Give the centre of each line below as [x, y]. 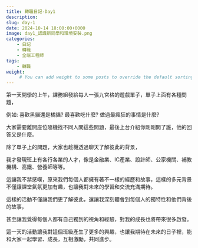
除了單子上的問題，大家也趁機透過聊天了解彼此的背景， [73, 147]
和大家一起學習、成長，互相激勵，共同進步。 [60, 239]
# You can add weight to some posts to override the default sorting [106, 77]
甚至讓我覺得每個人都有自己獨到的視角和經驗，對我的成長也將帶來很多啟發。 [99, 219]
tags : [13, 61]
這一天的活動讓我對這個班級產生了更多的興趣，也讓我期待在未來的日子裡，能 [99, 232]
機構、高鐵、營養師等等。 [37, 167]
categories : [21, 39]
